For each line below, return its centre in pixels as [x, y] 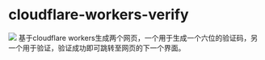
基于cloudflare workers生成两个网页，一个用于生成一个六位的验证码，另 [138, 38]
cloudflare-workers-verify [99, 15]
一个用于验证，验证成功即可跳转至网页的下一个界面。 [97, 48]
